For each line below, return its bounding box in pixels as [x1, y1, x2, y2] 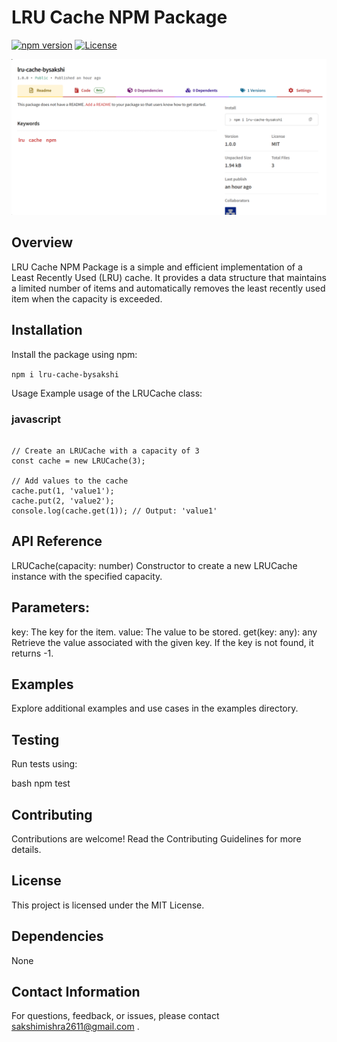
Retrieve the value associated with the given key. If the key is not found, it [11, 636, 314, 648]
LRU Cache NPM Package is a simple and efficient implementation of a [11, 261, 303, 273]
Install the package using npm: [11, 348, 138, 360]
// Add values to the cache [11, 476, 129, 486]
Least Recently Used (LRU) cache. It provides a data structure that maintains [11, 271, 327, 283]
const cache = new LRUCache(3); [11, 456, 146, 466]
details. [11, 843, 42, 855]
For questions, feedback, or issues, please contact [11, 1010, 220, 1022]
